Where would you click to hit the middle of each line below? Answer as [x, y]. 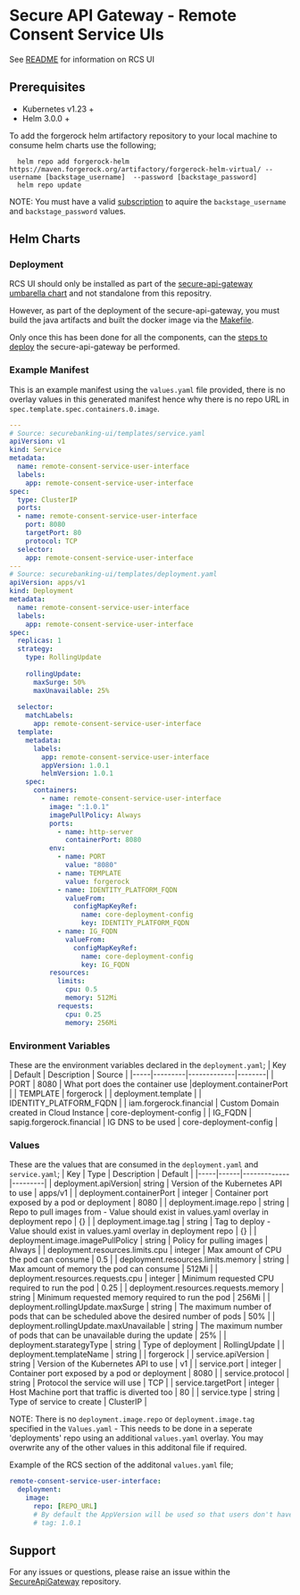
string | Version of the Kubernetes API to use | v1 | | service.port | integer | [146, 1364]
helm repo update [50, 185]
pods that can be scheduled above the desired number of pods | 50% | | [142, 1316]
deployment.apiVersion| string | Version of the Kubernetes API [168, 1183]
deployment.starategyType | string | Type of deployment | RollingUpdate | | [147, 1345]
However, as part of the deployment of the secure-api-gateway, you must [144, 311]
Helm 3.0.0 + [46, 118]
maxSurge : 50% [59, 682]
